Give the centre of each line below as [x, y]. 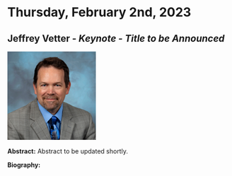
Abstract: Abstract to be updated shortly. [68, 151]
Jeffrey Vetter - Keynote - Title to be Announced [116, 39]
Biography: [24, 165]
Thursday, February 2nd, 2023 [99, 12]
